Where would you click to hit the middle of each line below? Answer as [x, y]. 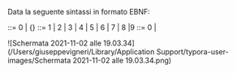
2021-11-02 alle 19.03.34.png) [122, 60]
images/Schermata [39, 60]
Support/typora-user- [192, 52]
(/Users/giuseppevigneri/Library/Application [81, 52]
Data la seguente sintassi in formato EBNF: [79, 12]
